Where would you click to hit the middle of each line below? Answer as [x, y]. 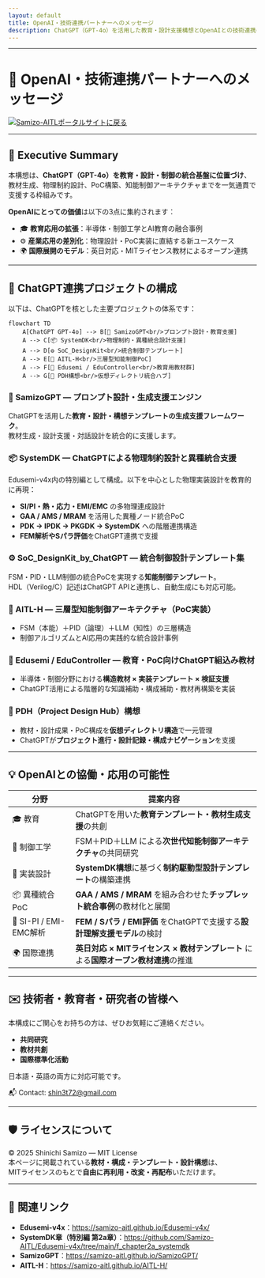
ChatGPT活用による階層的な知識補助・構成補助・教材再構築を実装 [127, 689]
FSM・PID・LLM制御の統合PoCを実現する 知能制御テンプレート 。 [114, 577]
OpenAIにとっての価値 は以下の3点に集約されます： [92, 212]
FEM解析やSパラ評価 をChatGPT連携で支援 [89, 535]
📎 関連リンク [39, 1207]
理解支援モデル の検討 [123, 933]
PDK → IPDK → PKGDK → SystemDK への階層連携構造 [108, 526]
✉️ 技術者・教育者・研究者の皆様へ [93, 998]
